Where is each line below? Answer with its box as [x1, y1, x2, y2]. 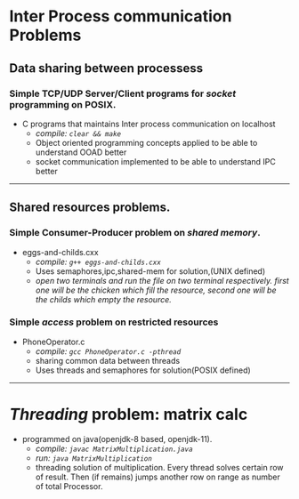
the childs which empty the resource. [35, 294, 172, 304]
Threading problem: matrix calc [9, 405, 248, 424]
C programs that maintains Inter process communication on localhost [21, 118, 276, 129]
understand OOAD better [35, 147, 127, 157]
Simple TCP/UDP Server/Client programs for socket [9, 87, 237, 100]
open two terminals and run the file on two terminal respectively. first [35, 275, 289, 286]
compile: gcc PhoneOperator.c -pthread [35, 345, 182, 357]
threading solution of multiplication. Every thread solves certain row [35, 462, 284, 472]
